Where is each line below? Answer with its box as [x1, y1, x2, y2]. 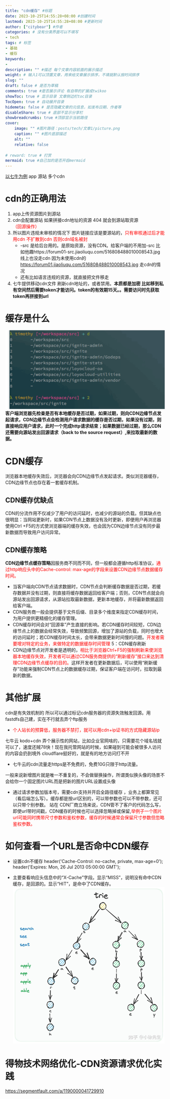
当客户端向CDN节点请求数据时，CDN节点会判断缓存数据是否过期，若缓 [12, 583, 161, 589]
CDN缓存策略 [5, 546, 47, 554]
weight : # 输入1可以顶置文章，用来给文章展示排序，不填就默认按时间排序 [5, 73, 140, 78]
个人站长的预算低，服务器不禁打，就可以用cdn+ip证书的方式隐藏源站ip [12, 726, 160, 733]
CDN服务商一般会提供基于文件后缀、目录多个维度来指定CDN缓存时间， [12, 609, 161, 615]
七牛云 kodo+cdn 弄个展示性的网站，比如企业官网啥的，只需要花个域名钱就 [5, 738, 162, 744]
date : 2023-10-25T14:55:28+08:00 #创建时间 [5, 13, 95, 19]
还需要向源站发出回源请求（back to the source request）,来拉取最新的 [5, 429, 153, 436]
